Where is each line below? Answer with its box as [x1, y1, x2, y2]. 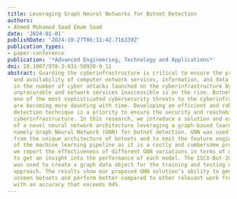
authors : [7, 17, 33, 24]
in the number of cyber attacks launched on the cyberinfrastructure [13, 83, 222, 90]
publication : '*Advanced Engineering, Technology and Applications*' [7, 56, 217, 64]
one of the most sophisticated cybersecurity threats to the [13, 96, 197, 103]
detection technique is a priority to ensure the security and [13, 109, 203, 116]
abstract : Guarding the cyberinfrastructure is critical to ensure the [7, 69, 222, 76]
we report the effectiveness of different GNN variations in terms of [13, 148, 226, 155]
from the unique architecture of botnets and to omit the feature [13, 135, 213, 142]
